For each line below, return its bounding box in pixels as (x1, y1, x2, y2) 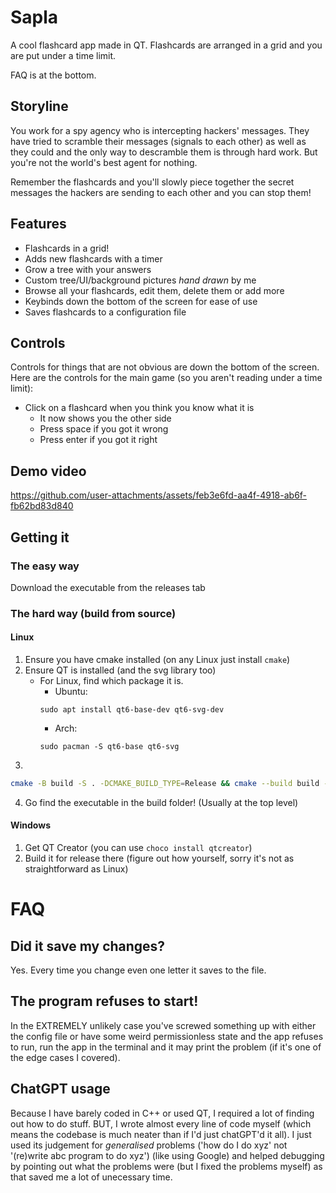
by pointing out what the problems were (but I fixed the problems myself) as (10, 1160, 323, 1172)
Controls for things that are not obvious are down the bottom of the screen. (10, 361, 320, 373)
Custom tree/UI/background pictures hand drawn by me (24, 274, 257, 286)
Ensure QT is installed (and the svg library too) (24, 664, 217, 676)
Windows (10, 819, 51, 831)
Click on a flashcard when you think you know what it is (24, 402, 255, 414)
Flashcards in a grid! (24, 242, 110, 254)
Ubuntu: (54, 686, 88, 697)
